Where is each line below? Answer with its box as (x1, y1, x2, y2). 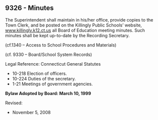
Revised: (5, 100, 23, 106)
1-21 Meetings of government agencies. (12, 81, 93, 87)
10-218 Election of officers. (12, 71, 67, 76)
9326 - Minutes (5, 4, 54, 12)
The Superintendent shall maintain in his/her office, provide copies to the (5, 17, 154, 23)
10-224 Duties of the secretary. (12, 75, 76, 81)
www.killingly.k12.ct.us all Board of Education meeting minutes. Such (5, 27, 145, 33)
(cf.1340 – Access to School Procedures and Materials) (5, 42, 117, 48)
